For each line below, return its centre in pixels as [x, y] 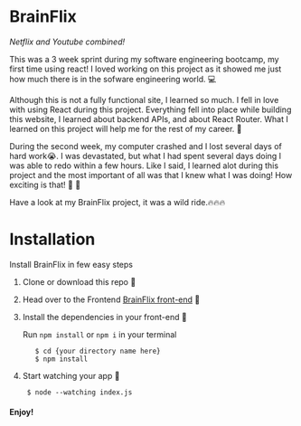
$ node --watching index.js [80, 392]
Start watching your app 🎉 [71, 375]
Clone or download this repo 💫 [79, 281]
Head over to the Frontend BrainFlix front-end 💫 [111, 299]
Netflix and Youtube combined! [67, 42]
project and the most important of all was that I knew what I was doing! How [151, 175]
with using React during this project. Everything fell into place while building [150, 109]
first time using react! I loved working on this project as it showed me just [146, 69]
